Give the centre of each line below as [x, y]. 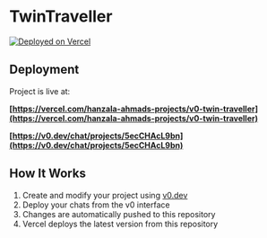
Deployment [44, 70]
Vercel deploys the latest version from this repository [120, 224]
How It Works [48, 174]
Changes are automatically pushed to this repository [119, 214]
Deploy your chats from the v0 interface [96, 205]
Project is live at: [40, 91]
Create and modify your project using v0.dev [105, 195]
